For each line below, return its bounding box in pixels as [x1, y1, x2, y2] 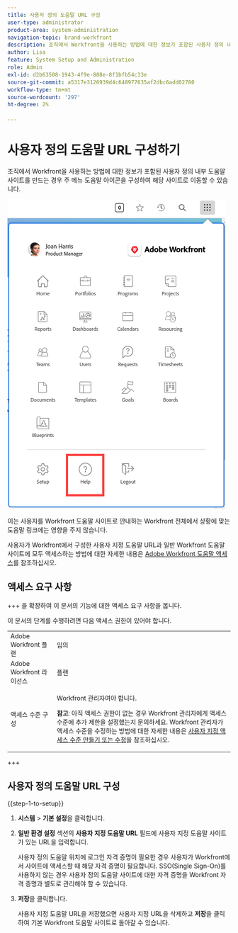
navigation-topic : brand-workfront [7, 34, 113, 41]
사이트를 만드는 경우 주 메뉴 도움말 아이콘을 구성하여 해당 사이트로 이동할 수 [7, 176, 215, 184]
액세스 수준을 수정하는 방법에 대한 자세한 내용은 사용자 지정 [56, 727, 219, 735]
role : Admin [7, 64, 42, 71]
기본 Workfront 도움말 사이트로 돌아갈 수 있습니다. [30, 918, 170, 927]
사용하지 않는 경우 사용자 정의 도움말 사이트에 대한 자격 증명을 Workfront [17, 871, 220, 879]
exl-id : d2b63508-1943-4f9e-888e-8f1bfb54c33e [7, 71, 147, 78]
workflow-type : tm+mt [7, 86, 72, 94]
